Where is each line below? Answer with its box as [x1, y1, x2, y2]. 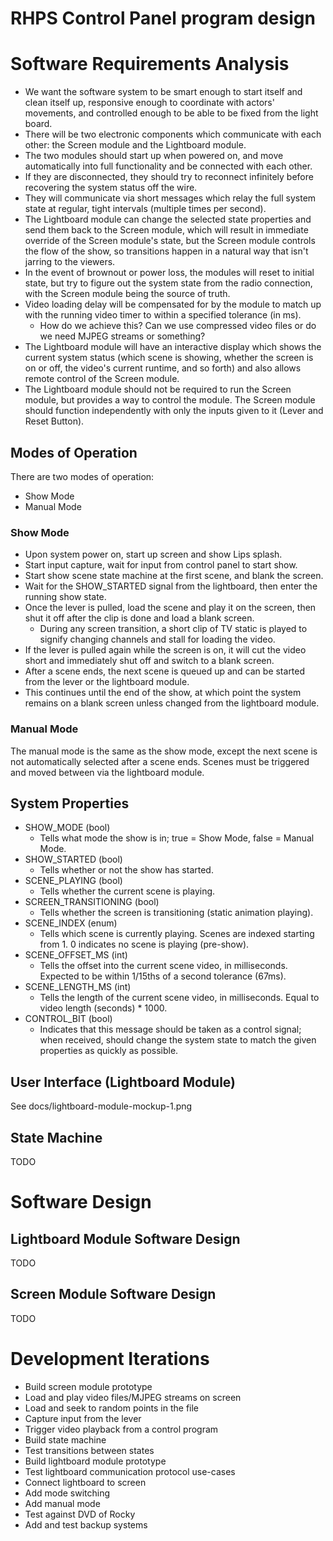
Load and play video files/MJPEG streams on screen [24, 1391, 242, 1403]
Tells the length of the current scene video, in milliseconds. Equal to [39, 992, 320, 1004]
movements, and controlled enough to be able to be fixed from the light [24, 107, 319, 119]
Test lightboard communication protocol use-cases [24, 1465, 236, 1477]
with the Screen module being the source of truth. [24, 288, 231, 300]
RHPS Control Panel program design [10, 7, 316, 30]
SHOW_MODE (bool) [24, 822, 111, 834]
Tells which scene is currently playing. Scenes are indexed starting [39, 928, 315, 940]
